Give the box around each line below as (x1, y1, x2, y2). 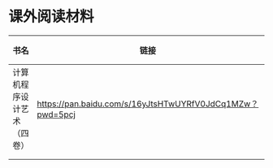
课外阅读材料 (8, 7, 95, 26)
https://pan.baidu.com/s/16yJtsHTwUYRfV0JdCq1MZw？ (37, 98, 259, 110)
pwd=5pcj (37, 109, 76, 120)
